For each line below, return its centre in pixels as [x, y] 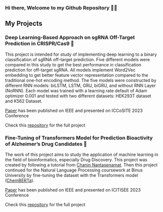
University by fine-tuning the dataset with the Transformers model [71, 175]
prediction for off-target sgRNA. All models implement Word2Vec [70, 70]
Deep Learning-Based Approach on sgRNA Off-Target [70, 38]
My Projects [24, 24]
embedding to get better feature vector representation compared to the [77, 75]
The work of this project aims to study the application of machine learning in [82, 154]
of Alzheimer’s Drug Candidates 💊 [46, 144]
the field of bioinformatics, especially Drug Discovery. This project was [76, 159]
